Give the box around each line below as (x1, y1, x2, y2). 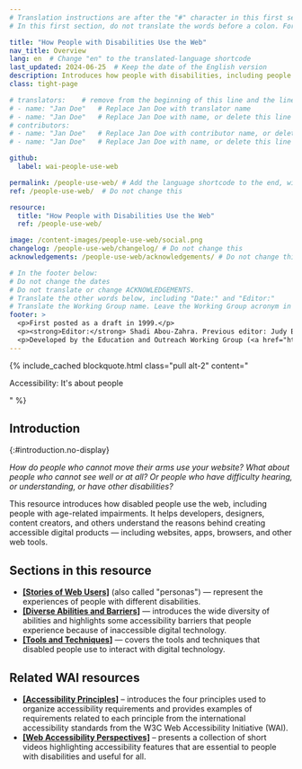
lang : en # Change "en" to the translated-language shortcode (9, 55, 252, 64)
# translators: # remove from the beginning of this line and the (9, 95, 276, 104)
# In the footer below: (9, 269, 99, 278)
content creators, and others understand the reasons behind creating (9, 517, 266, 528)
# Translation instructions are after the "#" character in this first (9, 13, 283, 22)
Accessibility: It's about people (9, 377, 124, 388)
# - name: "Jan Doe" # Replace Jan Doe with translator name (9, 104, 252, 113)
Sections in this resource (9, 562, 152, 578)
